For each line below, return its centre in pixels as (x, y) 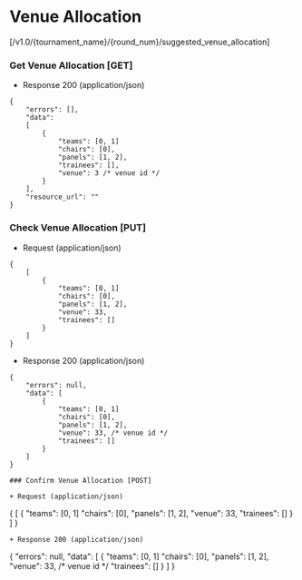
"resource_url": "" (63, 197)
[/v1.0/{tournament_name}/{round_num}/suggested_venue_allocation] (140, 42)
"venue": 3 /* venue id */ (109, 173)
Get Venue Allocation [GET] (71, 65)
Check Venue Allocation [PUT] (78, 228)
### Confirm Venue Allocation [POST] (81, 480)
